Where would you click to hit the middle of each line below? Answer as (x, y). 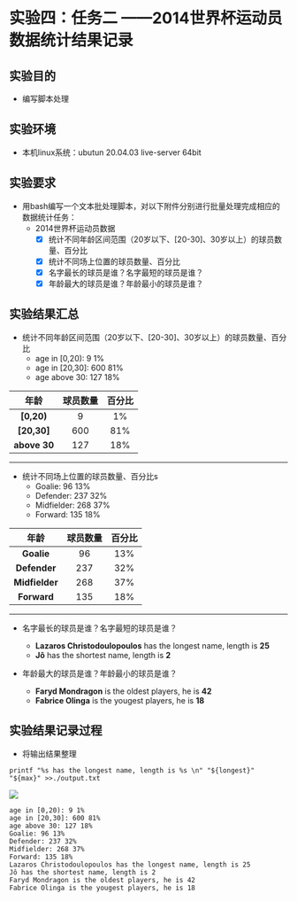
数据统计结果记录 (72, 40)
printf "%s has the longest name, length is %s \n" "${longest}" (132, 770)
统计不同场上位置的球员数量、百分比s (90, 476)
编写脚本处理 (45, 99)
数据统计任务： (49, 217)
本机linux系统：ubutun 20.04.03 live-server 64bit (111, 152)
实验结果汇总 (44, 314)
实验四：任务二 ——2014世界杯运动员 (146, 18)
